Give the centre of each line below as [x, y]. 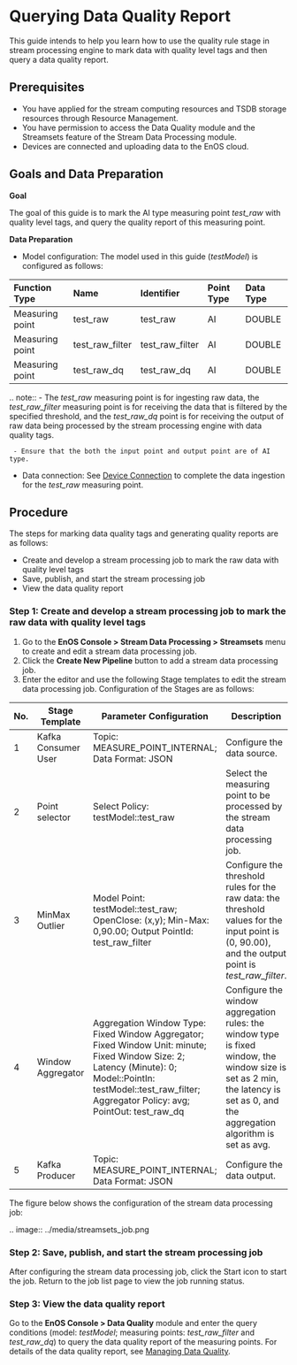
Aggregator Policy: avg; [141, 1100]
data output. [251, 1176]
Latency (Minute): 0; [134, 1067]
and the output [256, 953]
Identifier [160, 293]
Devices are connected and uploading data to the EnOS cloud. [135, 146]
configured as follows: [62, 265]
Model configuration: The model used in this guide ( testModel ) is [140, 256]
